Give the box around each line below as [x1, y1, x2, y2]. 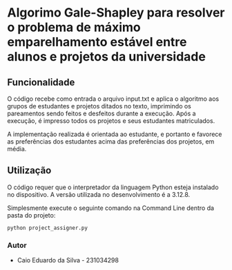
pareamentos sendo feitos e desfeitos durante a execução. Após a [7, 109, 196, 117]
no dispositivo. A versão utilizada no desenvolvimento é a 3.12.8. [7, 190, 191, 198]
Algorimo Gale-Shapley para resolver [7, 5, 225, 21]
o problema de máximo [7, 19, 142, 35]
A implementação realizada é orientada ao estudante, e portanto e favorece [7, 130, 222, 138]
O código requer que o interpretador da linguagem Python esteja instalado [7, 183, 219, 191]
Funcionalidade [7, 76, 75, 88]
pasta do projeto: [7, 211, 56, 219]
